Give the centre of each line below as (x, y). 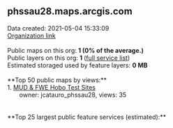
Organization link (31, 35)
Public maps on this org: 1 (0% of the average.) (76, 50)
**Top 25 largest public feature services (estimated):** (86, 117)
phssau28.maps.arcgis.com (70, 11)
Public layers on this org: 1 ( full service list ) (69, 58)
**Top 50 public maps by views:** (57, 80)
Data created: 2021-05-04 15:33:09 (58, 28)
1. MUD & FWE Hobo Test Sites (52, 87)
